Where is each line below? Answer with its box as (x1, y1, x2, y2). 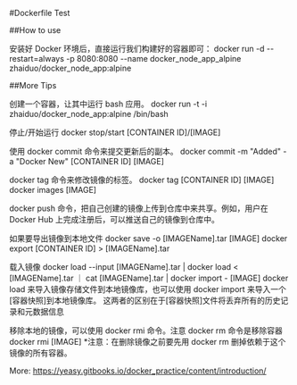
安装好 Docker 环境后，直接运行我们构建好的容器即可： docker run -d (9, 44, 265, 54)
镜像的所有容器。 (9, 347, 72, 358)
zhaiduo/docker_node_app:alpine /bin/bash (9, 109, 169, 119)
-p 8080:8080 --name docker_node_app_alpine (65, 54, 242, 63)
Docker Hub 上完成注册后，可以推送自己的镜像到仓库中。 (9, 214, 220, 224)
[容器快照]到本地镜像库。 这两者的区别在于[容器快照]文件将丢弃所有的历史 (9, 295, 281, 305)
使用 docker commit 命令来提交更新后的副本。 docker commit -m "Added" (9, 146, 282, 156)
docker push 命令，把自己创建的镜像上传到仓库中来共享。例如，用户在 (9, 203, 269, 213)
